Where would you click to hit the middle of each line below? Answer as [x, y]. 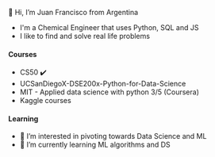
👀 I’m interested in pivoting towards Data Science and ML [113, 136]
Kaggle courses [45, 101]
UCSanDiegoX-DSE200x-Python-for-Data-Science [103, 84]
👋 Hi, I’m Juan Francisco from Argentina [73, 12]
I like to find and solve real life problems [85, 36]
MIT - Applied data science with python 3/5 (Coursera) [109, 92]
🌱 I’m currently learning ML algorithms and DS [95, 145]
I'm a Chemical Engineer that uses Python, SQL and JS [109, 27]
